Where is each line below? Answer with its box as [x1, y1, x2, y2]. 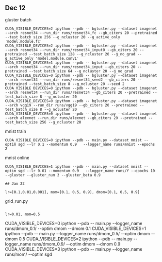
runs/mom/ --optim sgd [5, 251, 52, 257]
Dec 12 [5, 4, 26, 12]
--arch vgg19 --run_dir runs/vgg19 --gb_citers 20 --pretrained [5, 103, 138, 107]
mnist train [5, 128, 27, 134]
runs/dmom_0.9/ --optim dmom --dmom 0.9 [32, 241, 121, 247]
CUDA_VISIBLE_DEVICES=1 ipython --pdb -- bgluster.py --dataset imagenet [5, 60, 158, 65]
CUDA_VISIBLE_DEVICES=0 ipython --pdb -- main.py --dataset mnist [5, 138, 142, 142]
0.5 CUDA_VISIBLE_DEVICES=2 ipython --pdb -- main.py [18, 236, 132, 242]
